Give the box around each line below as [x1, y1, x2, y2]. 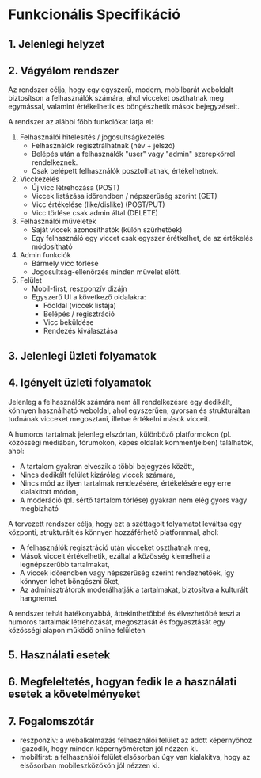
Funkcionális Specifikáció [8, 6, 180, 24]
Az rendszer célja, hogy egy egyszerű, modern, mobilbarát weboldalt [8, 85, 233, 94]
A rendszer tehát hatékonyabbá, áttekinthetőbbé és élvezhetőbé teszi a [8, 608, 241, 618]
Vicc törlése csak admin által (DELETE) [31, 208, 158, 218]
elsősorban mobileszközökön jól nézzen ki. [19, 761, 161, 770]
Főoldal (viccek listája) [43, 301, 117, 311]
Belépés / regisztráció [43, 309, 115, 318]
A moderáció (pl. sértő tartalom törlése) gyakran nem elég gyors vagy [19, 495, 248, 505]
